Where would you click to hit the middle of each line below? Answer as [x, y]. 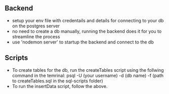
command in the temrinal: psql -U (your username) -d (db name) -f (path [88, 75]
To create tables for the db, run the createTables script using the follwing [88, 70]
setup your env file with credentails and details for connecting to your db [88, 20]
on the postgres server [36, 26]
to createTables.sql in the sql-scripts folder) [57, 81]
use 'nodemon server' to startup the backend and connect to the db [83, 42]
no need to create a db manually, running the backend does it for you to [87, 31]
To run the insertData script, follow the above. [60, 86]
